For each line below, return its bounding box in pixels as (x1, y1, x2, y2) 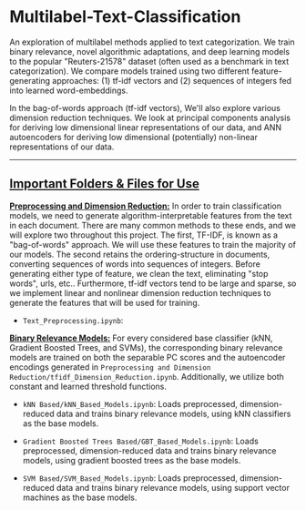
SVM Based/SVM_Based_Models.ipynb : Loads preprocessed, (22, 472, 239, 484)
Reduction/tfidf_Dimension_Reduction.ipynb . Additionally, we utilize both (9, 371, 285, 382)
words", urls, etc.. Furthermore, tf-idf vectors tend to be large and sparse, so (9, 278, 297, 289)
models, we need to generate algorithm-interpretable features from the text (9, 209, 292, 220)
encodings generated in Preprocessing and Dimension (9, 362, 211, 372)
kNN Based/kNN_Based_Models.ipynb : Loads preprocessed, (22, 398, 239, 409)
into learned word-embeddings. (9, 85, 129, 96)
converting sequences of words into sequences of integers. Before (9, 258, 261, 270)
